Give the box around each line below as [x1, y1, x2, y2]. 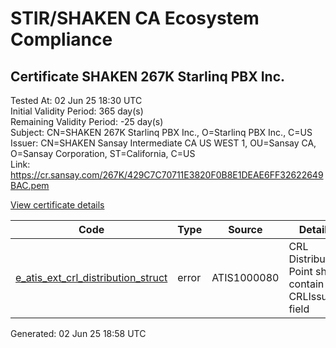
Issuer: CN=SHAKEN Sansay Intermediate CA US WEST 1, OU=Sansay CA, [10, 137, 317, 149]
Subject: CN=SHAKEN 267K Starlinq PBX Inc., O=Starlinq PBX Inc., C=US [10, 127, 313, 138]
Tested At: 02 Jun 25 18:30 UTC [10, 95, 143, 106]
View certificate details [10, 199, 105, 211]
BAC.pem [10, 180, 50, 191]
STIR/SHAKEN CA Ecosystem [10, 7, 260, 30]
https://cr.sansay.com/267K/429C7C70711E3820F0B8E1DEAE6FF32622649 [10, 169, 324, 181]
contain [288, 277, 325, 291]
